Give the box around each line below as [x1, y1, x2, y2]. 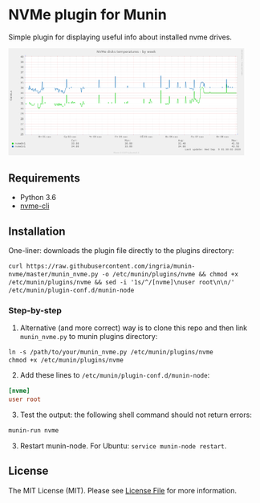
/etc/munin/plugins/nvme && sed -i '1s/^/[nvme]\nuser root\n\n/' [8, 279, 235, 287]
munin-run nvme [8, 427, 59, 435]
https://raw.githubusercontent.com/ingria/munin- [26, 263, 196, 271]
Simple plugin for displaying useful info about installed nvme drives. [8, 32, 233, 42]
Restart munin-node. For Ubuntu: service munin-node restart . [19, 440, 227, 451]
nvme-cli [19, 201, 50, 211]
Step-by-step [8, 305, 63, 316]
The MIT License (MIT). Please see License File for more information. [8, 485, 237, 495]
